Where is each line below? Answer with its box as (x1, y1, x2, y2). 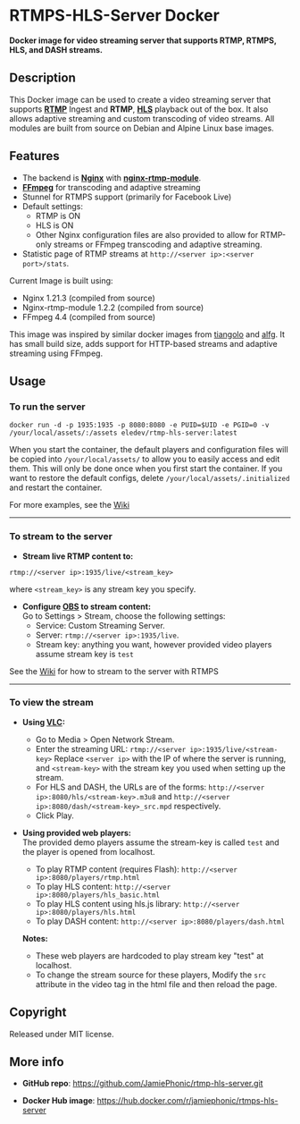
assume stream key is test (35, 648, 134, 659)
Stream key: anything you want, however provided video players (35, 638, 272, 649)
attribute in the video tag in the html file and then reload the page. (35, 978, 278, 989)
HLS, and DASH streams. (9, 44, 104, 55)
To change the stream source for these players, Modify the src (35, 969, 266, 980)
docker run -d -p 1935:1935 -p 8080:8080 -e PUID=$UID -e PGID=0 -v (9, 421, 270, 430)
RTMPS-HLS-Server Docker (9, 5, 221, 26)
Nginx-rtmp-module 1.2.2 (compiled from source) (21, 301, 204, 313)
